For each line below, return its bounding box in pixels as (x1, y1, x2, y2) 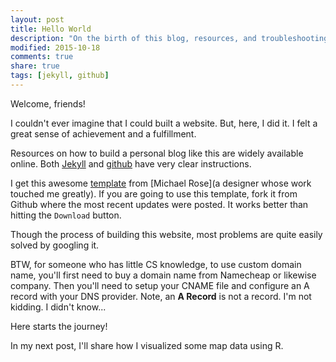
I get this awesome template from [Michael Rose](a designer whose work (10, 177, 312, 189)
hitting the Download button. (10, 209, 122, 221)
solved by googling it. (10, 239, 100, 251)
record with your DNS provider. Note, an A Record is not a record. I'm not (10, 290, 312, 302)
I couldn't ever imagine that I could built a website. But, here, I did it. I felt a (10, 117, 318, 129)
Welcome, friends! (10, 97, 86, 110)
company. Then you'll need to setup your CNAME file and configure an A (10, 279, 310, 291)
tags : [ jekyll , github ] (10, 71, 110, 81)
